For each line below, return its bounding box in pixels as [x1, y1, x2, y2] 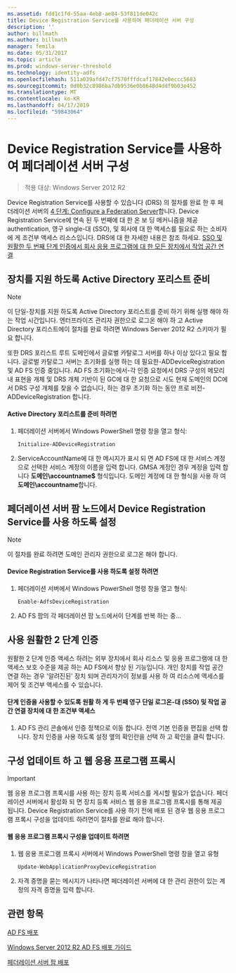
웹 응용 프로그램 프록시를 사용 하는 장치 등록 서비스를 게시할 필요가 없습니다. [7, 789, 216, 797]
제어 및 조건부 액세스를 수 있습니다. [7, 680, 103, 689]
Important [7, 774, 36, 782]
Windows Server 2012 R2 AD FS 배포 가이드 [7, 943, 132, 951]
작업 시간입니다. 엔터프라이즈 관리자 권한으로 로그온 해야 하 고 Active [14, 316, 204, 324]
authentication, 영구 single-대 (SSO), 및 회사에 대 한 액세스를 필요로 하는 [7, 224, 209, 233]
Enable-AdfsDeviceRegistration [17, 598, 110, 605]
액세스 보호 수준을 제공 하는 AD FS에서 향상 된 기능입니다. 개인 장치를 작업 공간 [7, 663, 223, 671]
